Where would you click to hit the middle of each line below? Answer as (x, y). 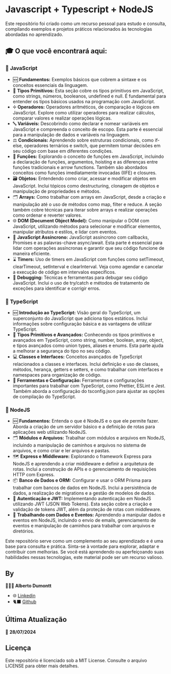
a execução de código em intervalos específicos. (64, 272)
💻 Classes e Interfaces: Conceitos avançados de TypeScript (77, 357)
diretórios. (23, 531)
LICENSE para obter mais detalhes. (42, 666)
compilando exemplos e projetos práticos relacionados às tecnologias (79, 29)
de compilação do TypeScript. (44, 397)
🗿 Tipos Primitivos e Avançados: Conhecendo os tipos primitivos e (84, 334)
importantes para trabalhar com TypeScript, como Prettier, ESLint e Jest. (89, 386)
